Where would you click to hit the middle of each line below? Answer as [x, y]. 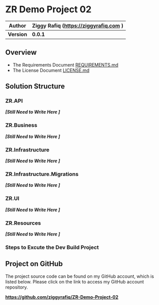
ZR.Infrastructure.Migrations [42, 174]
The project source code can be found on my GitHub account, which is [80, 276]
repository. [17, 287]
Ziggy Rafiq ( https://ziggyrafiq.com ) [78, 26]
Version [18, 34]
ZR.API [14, 101]
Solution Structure [35, 86]
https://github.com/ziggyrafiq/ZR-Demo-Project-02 [62, 297]
